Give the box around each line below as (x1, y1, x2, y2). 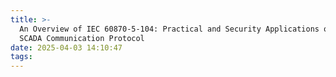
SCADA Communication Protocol (19, 33, 145, 43)
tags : (10, 52, 33, 62)
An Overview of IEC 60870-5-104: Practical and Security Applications (19, 24, 320, 34)
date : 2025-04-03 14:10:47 (10, 42, 123, 53)
